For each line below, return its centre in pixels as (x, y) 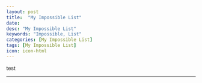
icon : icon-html (26, 51)
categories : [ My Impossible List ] (50, 40)
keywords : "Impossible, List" (44, 34)
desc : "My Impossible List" (41, 29)
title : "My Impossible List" (44, 17)
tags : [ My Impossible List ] (41, 46)
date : (13, 23)
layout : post (23, 12)
